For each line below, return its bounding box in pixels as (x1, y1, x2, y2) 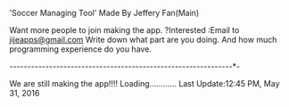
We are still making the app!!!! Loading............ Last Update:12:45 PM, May (9, 78, 280, 88)
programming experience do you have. (9, 44, 152, 54)
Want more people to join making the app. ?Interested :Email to (9, 25, 240, 35)
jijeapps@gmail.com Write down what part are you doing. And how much (9, 35, 277, 45)
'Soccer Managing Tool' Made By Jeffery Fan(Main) (9, 8, 200, 18)
